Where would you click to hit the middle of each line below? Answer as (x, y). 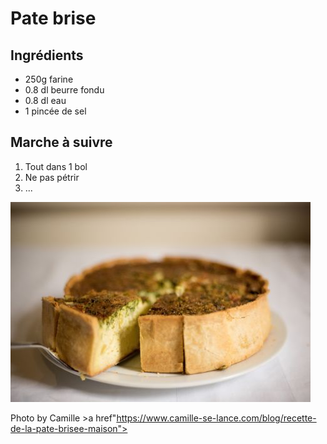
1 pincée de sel (55, 111)
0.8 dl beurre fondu (64, 90)
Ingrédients (47, 55)
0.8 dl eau (45, 100)
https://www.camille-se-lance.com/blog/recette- (216, 418)
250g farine (49, 79)
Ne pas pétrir (52, 177)
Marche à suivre (61, 142)
